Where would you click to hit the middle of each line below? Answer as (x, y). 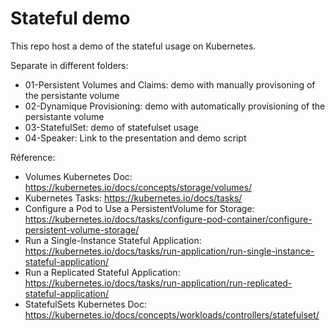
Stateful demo (70, 18)
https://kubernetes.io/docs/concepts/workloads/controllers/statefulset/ (172, 314)
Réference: (33, 157)
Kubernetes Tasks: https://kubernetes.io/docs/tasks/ (133, 198)
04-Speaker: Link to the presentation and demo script (135, 138)
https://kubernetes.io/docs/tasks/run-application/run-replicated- (158, 283)
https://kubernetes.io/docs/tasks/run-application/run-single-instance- (169, 251)
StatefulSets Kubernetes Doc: (85, 304)
